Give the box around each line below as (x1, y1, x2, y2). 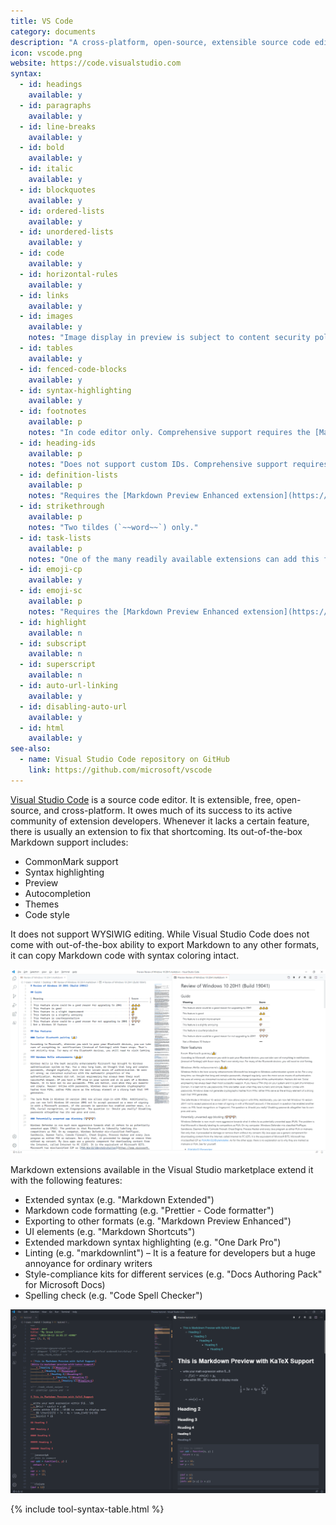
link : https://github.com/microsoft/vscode (28, 765, 213, 775)
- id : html (19, 723, 65, 733)
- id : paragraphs (19, 100, 92, 110)
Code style (24, 908, 70, 920)
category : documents (10, 26, 97, 37)
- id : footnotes (19, 406, 87, 417)
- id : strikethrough (19, 501, 105, 512)
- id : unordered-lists (19, 227, 114, 237)
